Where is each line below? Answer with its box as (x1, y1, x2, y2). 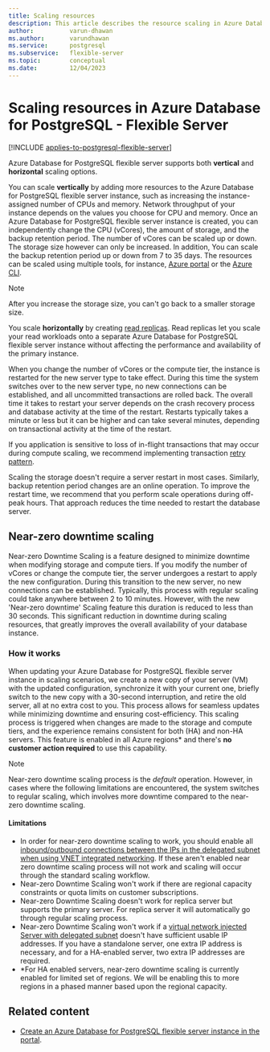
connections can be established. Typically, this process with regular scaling (8, 585, 259, 595)
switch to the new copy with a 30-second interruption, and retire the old (8, 692, 247, 701)
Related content (8, 1005, 90, 1018)
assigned (8, 199, 39, 209)
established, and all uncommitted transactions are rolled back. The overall (8, 389, 253, 399)
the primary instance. (8, 348, 79, 358)
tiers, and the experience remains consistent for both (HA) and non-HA (8, 725, 243, 736)
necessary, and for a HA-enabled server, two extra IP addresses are (19, 947, 245, 957)
